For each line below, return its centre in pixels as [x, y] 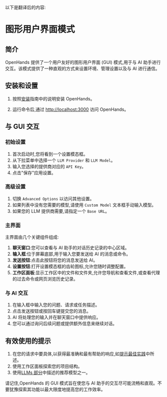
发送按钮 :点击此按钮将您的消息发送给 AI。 [55, 260]
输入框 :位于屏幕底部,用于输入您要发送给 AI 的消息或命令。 [71, 254]
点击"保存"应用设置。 [34, 173]
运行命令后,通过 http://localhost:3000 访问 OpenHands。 [70, 109]
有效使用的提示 [28, 341]
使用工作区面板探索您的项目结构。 [47, 367]
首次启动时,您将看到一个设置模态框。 [50, 154]
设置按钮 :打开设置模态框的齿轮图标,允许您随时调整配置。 [70, 267]
